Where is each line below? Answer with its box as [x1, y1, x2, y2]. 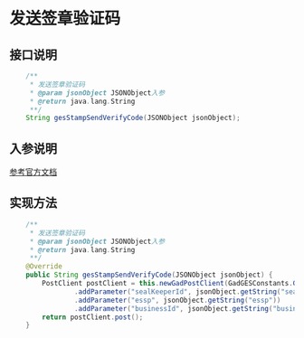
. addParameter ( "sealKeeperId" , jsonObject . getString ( [73, 286, 281, 296]
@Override [25, 262, 63, 271]
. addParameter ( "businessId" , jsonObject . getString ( [73, 304, 273, 313]
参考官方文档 [9, 166, 57, 177]
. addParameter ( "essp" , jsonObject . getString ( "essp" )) [73, 296, 281, 305]
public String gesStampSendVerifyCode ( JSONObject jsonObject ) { [25, 270, 273, 280]
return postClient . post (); [42, 313, 144, 322]
